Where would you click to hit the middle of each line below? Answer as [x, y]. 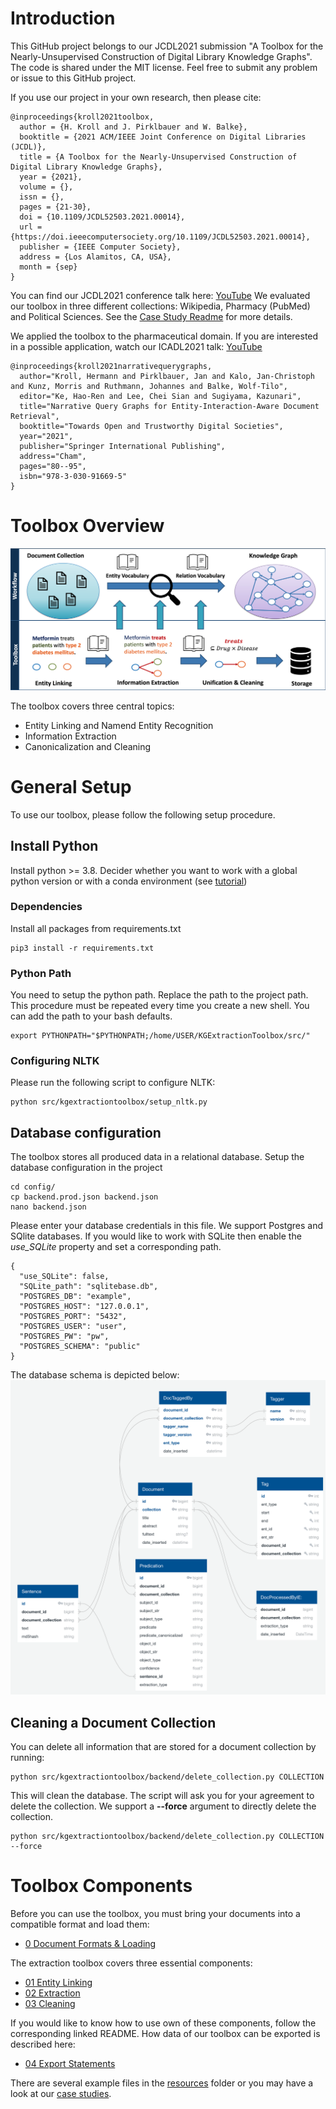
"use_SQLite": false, [64, 1277]
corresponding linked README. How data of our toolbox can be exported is [165, 2033]
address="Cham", [53, 456]
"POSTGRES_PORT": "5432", [73, 1317]
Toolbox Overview [87, 526]
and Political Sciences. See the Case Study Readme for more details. [151, 316]
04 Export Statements [70, 2063]
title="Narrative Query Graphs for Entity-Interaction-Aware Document [169, 406]
